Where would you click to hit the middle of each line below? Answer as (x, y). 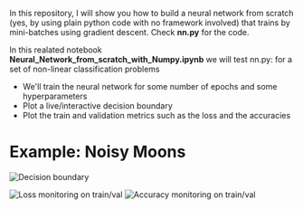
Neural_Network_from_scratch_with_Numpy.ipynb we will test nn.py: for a (151, 59)
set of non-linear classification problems (85, 69)
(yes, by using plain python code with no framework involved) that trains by (150, 23)
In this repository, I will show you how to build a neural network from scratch (151, 13)
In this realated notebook (56, 50)
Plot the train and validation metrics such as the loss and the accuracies (156, 115)
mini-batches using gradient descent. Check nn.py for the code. (129, 32)
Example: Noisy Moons (98, 152)
